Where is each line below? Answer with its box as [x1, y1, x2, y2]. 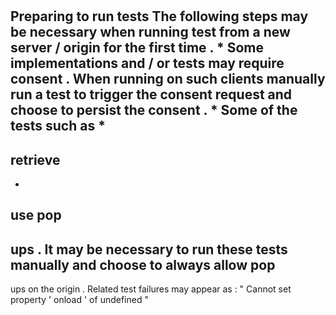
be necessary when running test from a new [10, 24, 291, 41]
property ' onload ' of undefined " [10, 294, 149, 306]
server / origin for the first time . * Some [10, 39, 264, 57]
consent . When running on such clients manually [10, 71, 326, 88]
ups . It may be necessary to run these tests [10, 241, 288, 258]
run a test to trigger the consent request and [10, 86, 293, 103]
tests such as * [10, 118, 106, 135]
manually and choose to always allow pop [10, 256, 276, 273]
